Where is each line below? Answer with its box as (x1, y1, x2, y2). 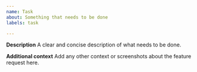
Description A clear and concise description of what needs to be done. (6, 41, 181, 48)
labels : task (6, 20, 39, 26)
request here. (6, 59, 39, 66)
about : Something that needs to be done (6, 14, 109, 20)
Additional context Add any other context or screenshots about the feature (6, 53, 192, 60)
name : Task (6, 8, 33, 15)
